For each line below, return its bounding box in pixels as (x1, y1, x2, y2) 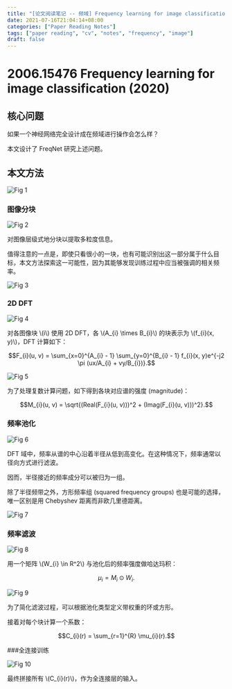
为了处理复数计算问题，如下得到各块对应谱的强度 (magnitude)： (7, 387, 190, 395)
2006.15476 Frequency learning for (7, 66, 215, 82)
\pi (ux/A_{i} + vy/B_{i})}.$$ (77, 359, 156, 367)
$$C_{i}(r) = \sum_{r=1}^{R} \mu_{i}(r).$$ (57, 631, 175, 640)
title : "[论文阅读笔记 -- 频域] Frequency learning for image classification (7, 10, 229, 17)
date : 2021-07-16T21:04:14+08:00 (7, 17, 104, 24)
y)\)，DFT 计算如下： (7, 337, 68, 346)
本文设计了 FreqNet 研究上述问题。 (7, 145, 107, 153)
